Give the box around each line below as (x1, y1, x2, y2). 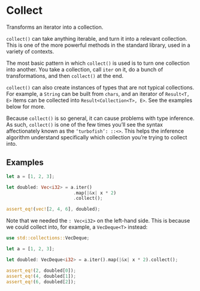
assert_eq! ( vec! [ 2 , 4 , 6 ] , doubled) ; (6, 206, 101, 212)
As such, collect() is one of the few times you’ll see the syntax (6, 121, 163, 128)
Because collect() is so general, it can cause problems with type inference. (6, 115, 195, 122)
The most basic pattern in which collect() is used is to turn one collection (6, 59, 190, 67)
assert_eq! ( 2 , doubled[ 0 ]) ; (6, 268, 77, 274)
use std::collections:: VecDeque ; (6, 235, 90, 241)
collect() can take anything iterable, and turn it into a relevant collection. (6, 35, 187, 42)
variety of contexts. (6, 47, 54, 55)
